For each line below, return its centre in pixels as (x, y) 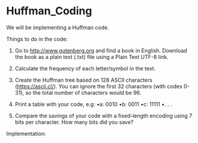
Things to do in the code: (37, 39)
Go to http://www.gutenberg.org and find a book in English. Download (101, 50)
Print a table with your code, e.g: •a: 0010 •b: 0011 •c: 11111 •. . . (93, 104)
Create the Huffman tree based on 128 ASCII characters (83, 80)
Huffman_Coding (49, 11)
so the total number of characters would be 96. (83, 92)
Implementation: (26, 133)
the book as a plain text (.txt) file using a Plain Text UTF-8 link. (92, 57)
